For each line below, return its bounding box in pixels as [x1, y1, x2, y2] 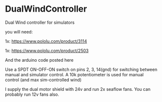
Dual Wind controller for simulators [5, 19, 75, 25]
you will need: [5, 29, 33, 34]
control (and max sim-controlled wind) [5, 77, 81, 83]
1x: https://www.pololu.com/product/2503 [5, 48, 89, 53]
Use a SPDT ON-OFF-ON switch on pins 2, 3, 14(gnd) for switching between [5, 67, 158, 72]
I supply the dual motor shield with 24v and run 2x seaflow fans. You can [5, 86, 151, 92]
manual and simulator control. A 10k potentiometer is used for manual [5, 71, 144, 77]
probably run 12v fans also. [5, 91, 59, 97]
